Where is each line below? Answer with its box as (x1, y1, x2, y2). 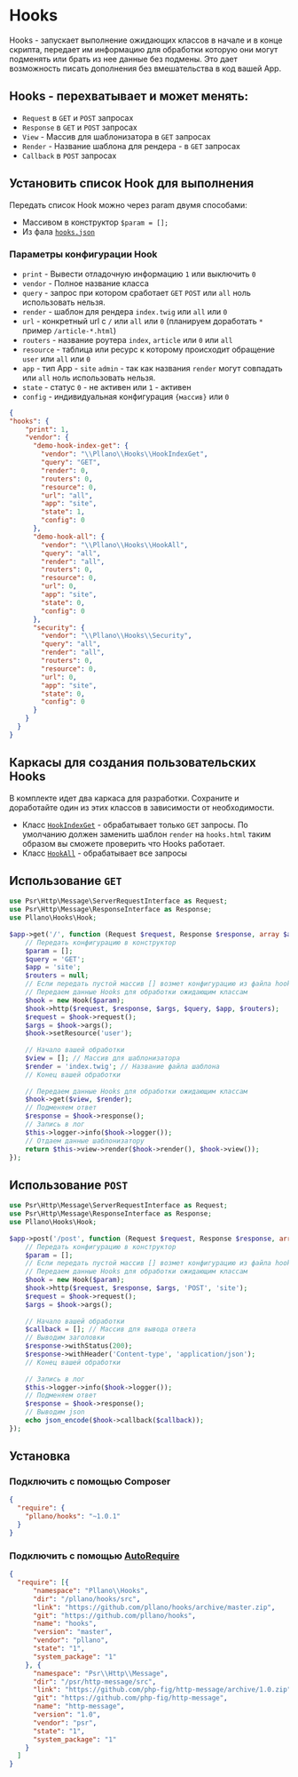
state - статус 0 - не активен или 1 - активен (21, 381, 192, 392)
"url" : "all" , (41, 490, 93, 500)
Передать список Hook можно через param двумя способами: (9, 199, 248, 210)
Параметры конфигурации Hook (9, 248, 158, 260)
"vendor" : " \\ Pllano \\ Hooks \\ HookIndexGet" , (41, 450, 208, 458)
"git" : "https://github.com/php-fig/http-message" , (32, 1693, 228, 1702)
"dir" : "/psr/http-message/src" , (32, 1677, 157, 1686)
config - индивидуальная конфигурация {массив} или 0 (21, 391, 230, 402)
